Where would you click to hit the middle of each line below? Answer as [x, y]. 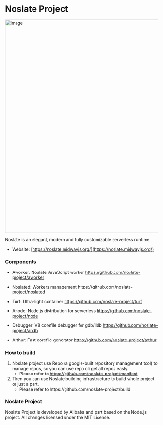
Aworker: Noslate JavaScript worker [48, 272]
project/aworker [28, 277]
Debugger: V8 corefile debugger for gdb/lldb [57, 325]
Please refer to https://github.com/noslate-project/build [75, 389]
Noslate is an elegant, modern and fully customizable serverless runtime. [78, 239]
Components [21, 262]
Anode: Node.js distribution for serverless [54, 311]
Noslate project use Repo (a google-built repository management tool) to [85, 363]
